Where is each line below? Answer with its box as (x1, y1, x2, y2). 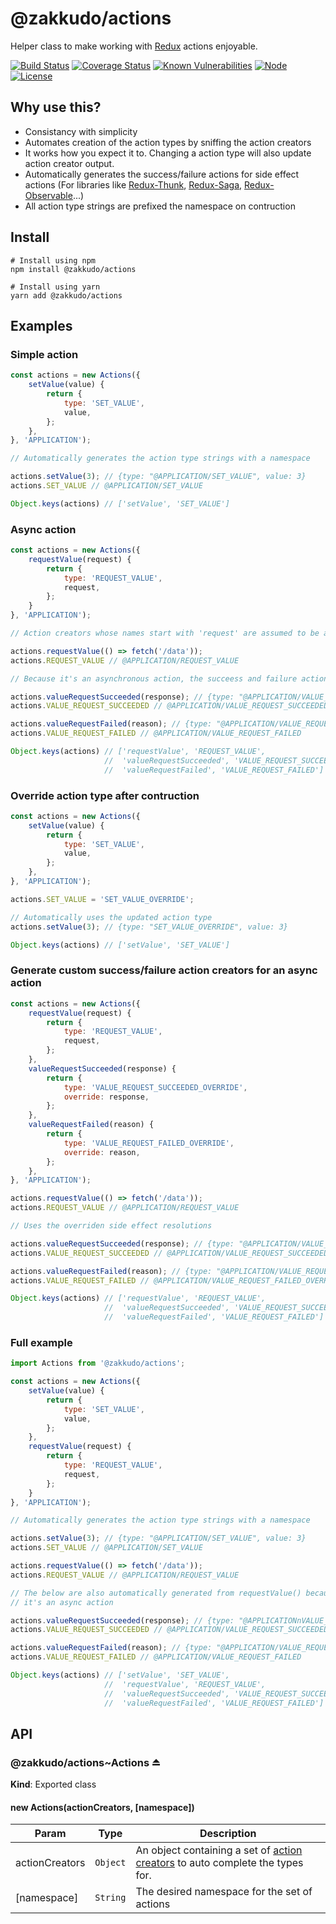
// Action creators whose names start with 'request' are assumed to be (10, 628, 320, 639)
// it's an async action (10, 1597, 114, 1607)
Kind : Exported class (10, 1778, 97, 1791)
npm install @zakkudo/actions (10, 264, 137, 274)
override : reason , (63, 1147, 141, 1157)
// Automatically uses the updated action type (10, 912, 213, 922)
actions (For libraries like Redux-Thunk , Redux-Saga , (24, 178, 243, 191)
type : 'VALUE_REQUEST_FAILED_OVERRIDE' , (63, 1138, 235, 1148)
